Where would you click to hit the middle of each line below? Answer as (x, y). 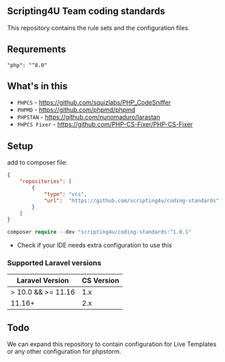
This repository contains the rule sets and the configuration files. (98, 27)
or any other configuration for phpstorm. (64, 352)
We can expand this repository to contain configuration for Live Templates (112, 344)
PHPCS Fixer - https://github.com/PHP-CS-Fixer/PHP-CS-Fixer (105, 124)
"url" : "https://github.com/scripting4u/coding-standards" (131, 201)
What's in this (37, 86)
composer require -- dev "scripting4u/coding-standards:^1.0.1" (99, 232)
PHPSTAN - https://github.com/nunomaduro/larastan (88, 117)
